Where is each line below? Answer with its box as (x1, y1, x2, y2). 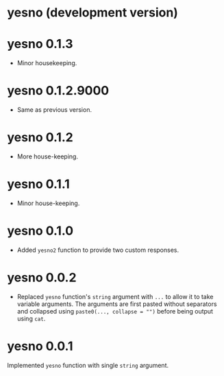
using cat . (16, 314, 46, 322)
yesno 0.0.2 (7, 270, 77, 285)
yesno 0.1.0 (7, 223, 74, 239)
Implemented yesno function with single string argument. (7, 361, 169, 369)
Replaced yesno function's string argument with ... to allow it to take (16, 292, 214, 301)
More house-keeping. (16, 152, 79, 161)
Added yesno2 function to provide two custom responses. (16, 246, 179, 254)
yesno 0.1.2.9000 (7, 83, 110, 99)
